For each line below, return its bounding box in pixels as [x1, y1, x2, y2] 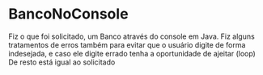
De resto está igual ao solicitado [8, 57, 116, 67]
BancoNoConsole [8, 5, 129, 23]
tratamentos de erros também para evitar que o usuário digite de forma [8, 40, 246, 49]
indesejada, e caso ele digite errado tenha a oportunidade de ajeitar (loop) [8, 48, 257, 58]
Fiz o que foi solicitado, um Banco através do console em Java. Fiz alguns [8, 31, 255, 41]
